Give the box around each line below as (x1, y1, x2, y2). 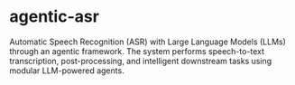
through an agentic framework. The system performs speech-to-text (9, 45, 264, 56)
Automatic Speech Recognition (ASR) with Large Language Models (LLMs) (9, 36, 287, 47)
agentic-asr (9, 6, 99, 27)
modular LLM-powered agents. (9, 65, 124, 76)
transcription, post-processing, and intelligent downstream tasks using (9, 55, 272, 66)
